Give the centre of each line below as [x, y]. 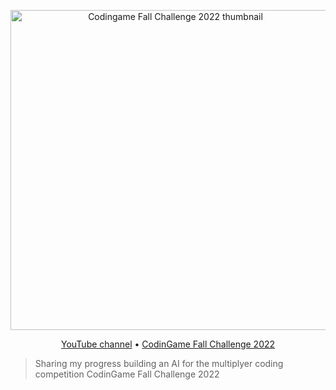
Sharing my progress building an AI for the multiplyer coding [159, 363]
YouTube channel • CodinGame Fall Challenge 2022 [168, 344]
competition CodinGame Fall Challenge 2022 [127, 374]
